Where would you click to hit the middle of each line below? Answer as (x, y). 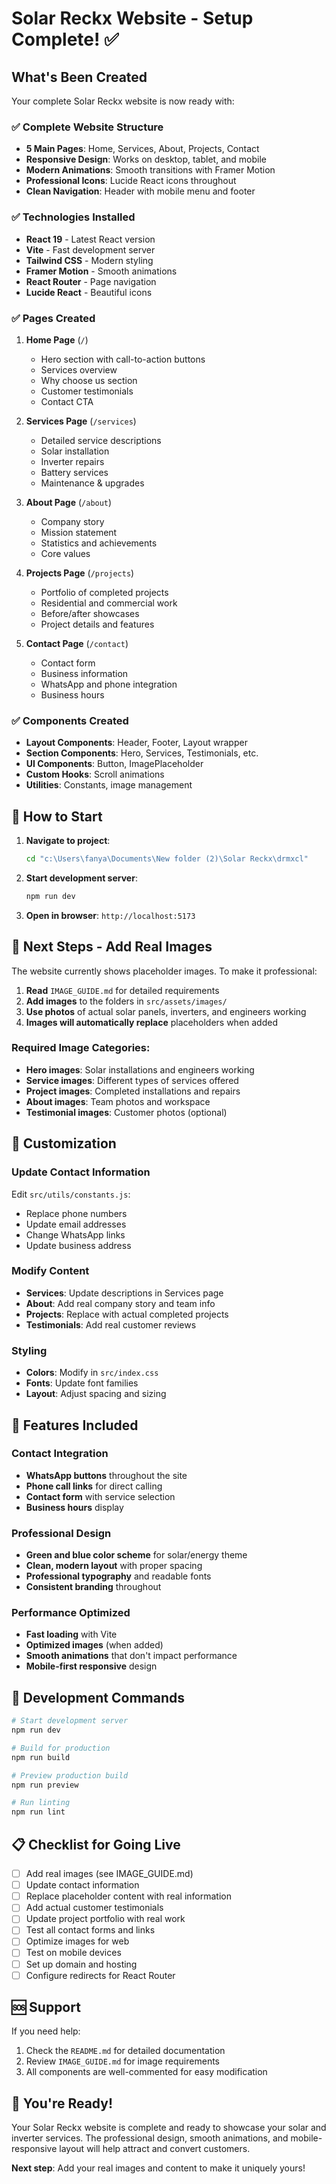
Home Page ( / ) (57, 339)
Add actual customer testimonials (94, 1908)
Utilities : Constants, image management (109, 785)
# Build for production (61, 1748)
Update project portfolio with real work (105, 1919)
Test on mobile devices (73, 1953)
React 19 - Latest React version (90, 239)
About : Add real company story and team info (120, 1303)
